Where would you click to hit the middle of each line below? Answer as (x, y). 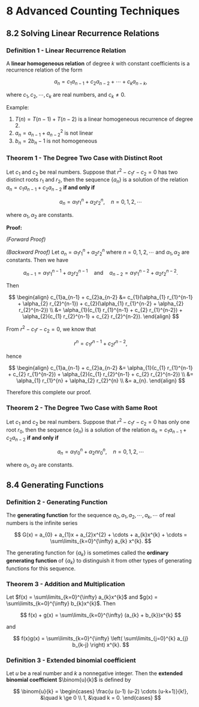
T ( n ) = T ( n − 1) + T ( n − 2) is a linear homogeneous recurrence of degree (104, 119)
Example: (18, 108)
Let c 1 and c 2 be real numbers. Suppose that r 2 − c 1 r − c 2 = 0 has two (92, 172)
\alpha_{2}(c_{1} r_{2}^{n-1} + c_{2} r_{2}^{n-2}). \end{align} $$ (101, 316)
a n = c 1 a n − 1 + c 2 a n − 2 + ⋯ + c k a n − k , (101, 82)
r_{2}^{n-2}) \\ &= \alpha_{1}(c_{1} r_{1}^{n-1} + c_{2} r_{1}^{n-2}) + (101, 310)
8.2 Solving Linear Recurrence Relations (83, 33)
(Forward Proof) (26, 239)
